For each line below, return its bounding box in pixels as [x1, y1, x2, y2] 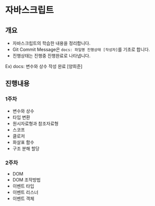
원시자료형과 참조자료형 [12, 120, 59, 126]
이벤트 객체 [12, 195, 35, 201]
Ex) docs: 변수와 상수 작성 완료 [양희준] [5, 63, 83, 69]
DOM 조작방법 [12, 176, 41, 182]
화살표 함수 [12, 139, 35, 145]
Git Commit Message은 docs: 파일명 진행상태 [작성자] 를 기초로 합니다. [12, 46, 150, 52]
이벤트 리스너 [12, 189, 39, 195]
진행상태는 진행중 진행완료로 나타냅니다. [12, 53, 91, 58]
